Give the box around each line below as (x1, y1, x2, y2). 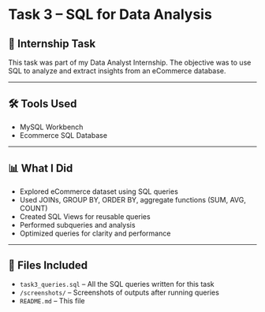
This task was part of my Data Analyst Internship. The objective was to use (8, 58, 252, 67)
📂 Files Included (8, 258, 88, 273)
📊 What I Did (8, 162, 73, 175)
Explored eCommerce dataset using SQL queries (19, 187, 179, 196)
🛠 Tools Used (8, 97, 77, 111)
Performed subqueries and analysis (19, 220, 136, 229)
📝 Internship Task (8, 37, 96, 50)
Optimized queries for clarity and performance (19, 228, 171, 238)
